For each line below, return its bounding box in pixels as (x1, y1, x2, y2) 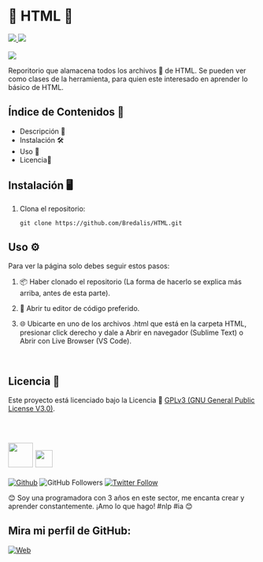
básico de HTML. (8, 82, 65, 92)
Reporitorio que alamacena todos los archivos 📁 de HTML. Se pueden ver (8, 66, 246, 75)
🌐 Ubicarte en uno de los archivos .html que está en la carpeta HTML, (19, 319, 246, 328)
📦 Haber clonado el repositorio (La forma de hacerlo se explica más (19, 277, 243, 287)
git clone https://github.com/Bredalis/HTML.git (19, 219, 183, 227)
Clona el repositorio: (19, 204, 86, 213)
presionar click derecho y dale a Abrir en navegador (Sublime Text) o (19, 328, 244, 338)
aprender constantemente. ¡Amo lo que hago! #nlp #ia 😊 (8, 501, 193, 511)
